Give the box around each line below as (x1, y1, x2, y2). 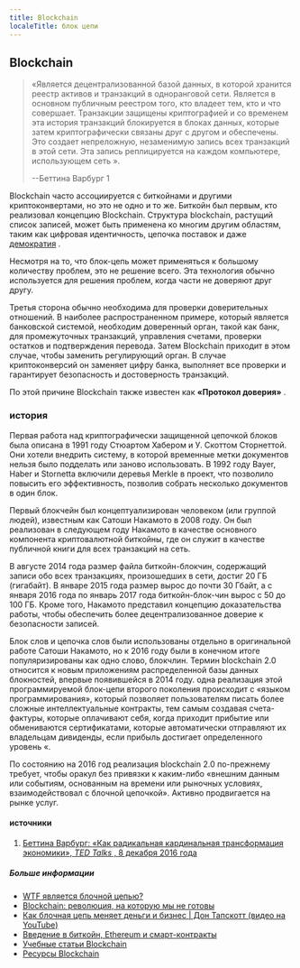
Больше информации (9, 868, 95, 879)
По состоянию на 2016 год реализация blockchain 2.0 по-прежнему (9, 759, 270, 770)
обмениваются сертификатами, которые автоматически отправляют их (9, 722, 286, 733)
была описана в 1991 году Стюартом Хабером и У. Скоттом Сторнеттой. (9, 439, 287, 450)
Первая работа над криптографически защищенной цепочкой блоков (9, 429, 277, 440)
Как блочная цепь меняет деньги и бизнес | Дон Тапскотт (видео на (22, 909, 286, 920)
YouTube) (22, 919, 59, 930)
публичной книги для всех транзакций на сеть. (9, 543, 191, 554)
